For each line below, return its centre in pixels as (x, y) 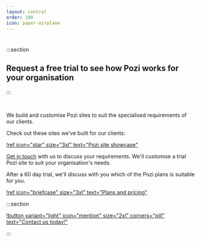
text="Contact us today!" (37, 222)
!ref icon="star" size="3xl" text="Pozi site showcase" (72, 145)
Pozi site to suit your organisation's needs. (58, 163)
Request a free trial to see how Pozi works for (92, 68)
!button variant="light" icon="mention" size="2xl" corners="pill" (85, 216)
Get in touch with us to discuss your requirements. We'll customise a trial (96, 156)
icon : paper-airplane (33, 23)
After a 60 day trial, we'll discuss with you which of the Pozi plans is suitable (100, 174)
